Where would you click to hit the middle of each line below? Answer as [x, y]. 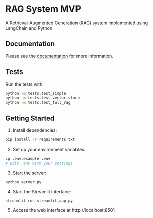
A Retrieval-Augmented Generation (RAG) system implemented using [77, 23]
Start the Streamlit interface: [42, 191]
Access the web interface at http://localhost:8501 [63, 210]
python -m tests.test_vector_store [43, 98]
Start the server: [29, 173]
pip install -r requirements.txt [40, 139]
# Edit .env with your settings [39, 163]
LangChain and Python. [29, 28]
